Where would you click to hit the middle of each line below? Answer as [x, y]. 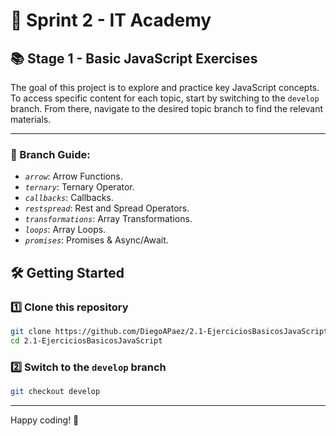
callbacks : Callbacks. [69, 198]
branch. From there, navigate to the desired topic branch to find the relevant [167, 108]
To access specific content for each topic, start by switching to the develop [165, 98]
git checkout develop [55, 392]
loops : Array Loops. [65, 230]
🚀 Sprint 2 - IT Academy [111, 20]
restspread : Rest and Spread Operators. [107, 208]
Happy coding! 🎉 [45, 420]
